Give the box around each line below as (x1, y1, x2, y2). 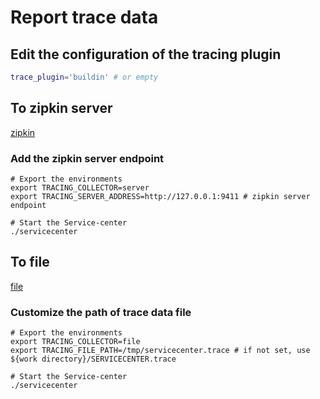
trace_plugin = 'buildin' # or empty (10, 72, 159, 82)
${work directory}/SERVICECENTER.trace (10, 354, 177, 365)
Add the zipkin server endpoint (10, 151, 165, 165)
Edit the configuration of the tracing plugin (10, 46, 282, 63)
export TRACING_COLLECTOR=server (10, 182, 150, 193)
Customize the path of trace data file (10, 305, 192, 319)
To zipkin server (10, 100, 113, 117)
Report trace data (10, 6, 159, 29)
